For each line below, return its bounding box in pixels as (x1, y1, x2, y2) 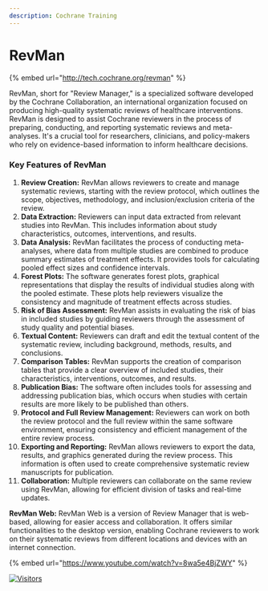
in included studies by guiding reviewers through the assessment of (20, 314, 246, 323)
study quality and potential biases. (20, 322, 135, 332)
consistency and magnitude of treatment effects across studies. (20, 297, 232, 306)
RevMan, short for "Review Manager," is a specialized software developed (9, 88, 254, 98)
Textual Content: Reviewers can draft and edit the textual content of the (20, 330, 260, 341)
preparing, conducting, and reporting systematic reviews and (9, 122, 212, 132)
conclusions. (20, 348, 63, 358)
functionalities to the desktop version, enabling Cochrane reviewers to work (9, 525, 260, 535)
